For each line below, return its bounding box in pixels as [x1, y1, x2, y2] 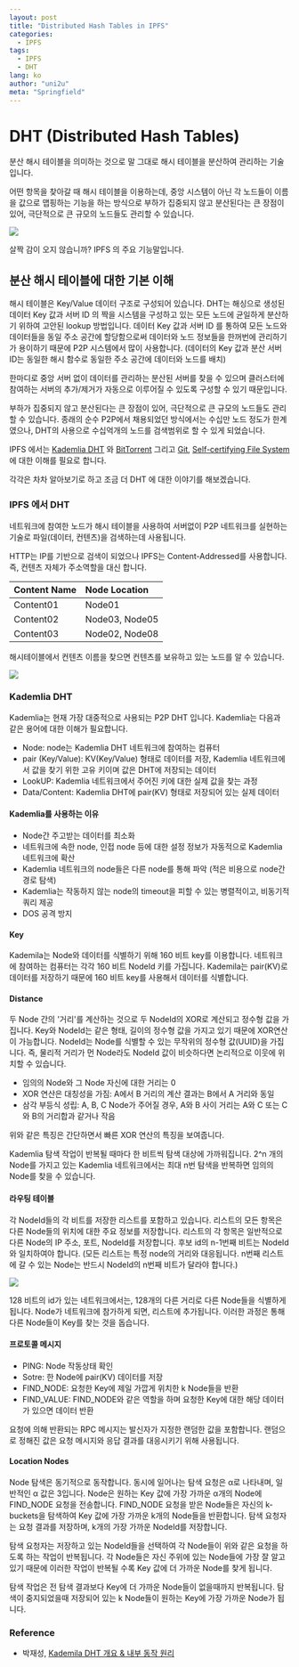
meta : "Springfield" [9, 87, 86, 96]
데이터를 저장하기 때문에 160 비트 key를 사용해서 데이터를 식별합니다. [9, 972, 249, 983]
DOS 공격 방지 [21, 908, 73, 919]
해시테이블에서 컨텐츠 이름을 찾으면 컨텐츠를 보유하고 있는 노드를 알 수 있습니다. [9, 651, 285, 662]
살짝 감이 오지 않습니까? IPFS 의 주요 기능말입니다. [9, 244, 184, 255]
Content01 [13, 598, 60, 611]
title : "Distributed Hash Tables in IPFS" [9, 21, 169, 30]
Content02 [13, 613, 60, 625]
